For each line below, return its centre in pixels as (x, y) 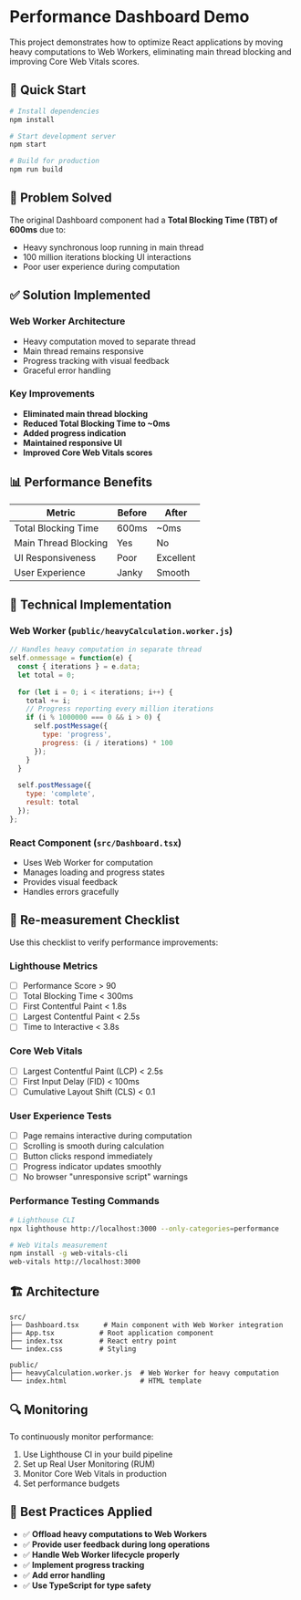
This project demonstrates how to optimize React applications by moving (146, 42)
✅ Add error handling (64, 1574)
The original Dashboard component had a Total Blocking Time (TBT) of (144, 220)
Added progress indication (74, 433)
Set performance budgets (71, 1483)
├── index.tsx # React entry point (93, 1341)
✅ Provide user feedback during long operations (116, 1544)
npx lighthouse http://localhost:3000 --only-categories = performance (145, 1229)
